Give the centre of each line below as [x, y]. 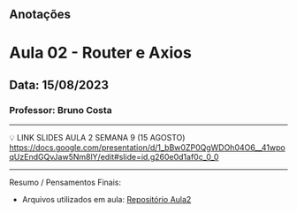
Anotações [40, 15]
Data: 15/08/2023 [59, 84]
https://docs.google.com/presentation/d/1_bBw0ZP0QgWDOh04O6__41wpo [147, 148]
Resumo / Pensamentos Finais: [65, 183]
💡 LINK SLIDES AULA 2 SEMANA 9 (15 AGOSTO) [97, 138]
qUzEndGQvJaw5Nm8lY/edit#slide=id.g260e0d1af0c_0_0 [114, 157]
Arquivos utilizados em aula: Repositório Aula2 [107, 200]
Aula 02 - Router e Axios [100, 53]
